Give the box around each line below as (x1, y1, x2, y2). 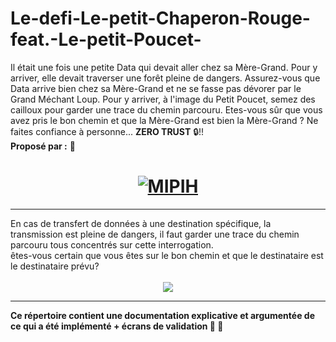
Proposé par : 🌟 (10, 140, 76, 152)
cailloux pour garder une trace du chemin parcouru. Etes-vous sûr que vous (10, 103, 323, 116)
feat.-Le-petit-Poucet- (10, 28, 202, 51)
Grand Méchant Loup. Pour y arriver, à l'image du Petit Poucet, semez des (10, 93, 316, 105)
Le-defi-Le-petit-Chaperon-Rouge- (10, 7, 311, 30)
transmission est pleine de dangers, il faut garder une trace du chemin (10, 228, 300, 240)
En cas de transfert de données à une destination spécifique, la (10, 217, 272, 229)
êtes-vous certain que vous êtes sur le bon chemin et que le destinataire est (10, 249, 324, 261)
